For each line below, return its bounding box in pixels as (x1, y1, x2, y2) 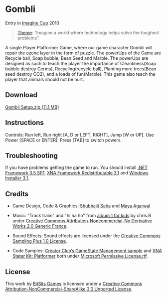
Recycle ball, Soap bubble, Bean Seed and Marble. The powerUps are (5, 55, 149, 61)
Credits (5, 189, 29, 198)
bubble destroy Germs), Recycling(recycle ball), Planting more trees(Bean (5, 66, 157, 72)
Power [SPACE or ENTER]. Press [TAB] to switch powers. (5, 137, 122, 143)
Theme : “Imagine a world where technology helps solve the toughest (17, 29, 160, 35)
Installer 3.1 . (5, 175, 29, 181)
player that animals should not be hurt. (5, 76, 84, 82)
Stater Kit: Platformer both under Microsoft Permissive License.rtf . (12, 253, 148, 259)
